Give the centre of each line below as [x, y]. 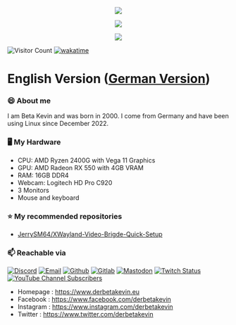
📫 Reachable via [37, 253]
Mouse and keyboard [48, 198]
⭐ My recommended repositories [65, 216]
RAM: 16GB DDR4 [43, 175]
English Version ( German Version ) [109, 79]
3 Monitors [33, 190]
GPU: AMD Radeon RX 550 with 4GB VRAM [81, 167]
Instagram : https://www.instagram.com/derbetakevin [95, 307]
